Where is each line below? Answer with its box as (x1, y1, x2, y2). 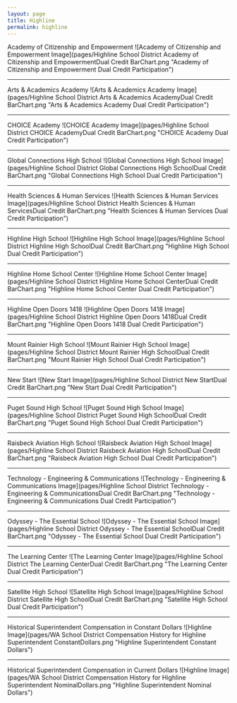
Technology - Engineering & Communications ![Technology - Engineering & (7, 474, 226, 483)
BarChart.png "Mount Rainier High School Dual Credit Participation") (7, 355, 206, 364)
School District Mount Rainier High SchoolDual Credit (55, 348, 209, 357)
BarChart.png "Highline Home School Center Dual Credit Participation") (7, 285, 215, 293)
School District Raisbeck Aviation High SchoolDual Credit (55, 447, 221, 455)
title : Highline (7, 17, 55, 24)
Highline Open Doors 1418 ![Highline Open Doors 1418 (7, 305, 164, 314)
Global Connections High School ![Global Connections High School (7, 156, 202, 165)
